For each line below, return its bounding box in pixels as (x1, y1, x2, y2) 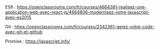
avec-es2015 (5, 15, 32, 20)
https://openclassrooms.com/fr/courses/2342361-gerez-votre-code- (14, 24, 155, 30)
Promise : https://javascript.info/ (5, 38, 70, 44)
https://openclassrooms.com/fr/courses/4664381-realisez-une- (17, 4, 147, 10)
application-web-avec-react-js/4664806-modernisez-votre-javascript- (5, 9, 150, 15)
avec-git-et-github (5, 29, 43, 34)
